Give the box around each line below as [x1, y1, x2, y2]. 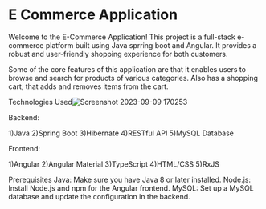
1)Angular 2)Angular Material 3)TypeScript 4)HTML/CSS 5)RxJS [8, 159, 219, 169]
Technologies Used [8, 97, 72, 107]
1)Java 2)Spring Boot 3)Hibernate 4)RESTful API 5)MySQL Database [8, 128, 235, 138]
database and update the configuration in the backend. [8, 191, 190, 201]
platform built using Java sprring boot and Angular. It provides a [45, 40, 257, 50]
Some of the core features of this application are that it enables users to [8, 64, 247, 74]
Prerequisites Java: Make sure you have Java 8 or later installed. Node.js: [8, 175, 252, 184]
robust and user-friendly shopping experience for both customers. [8, 49, 228, 58]
